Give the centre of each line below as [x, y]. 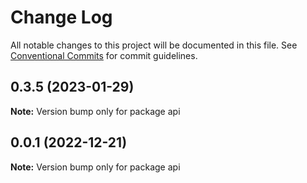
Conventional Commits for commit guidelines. [104, 55]
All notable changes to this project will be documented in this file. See [154, 45]
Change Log [61, 17]
